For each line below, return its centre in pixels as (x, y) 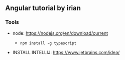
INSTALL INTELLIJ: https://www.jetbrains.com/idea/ (66, 52)
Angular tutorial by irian (43, 8)
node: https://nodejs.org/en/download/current (60, 33)
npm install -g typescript (48, 43)
